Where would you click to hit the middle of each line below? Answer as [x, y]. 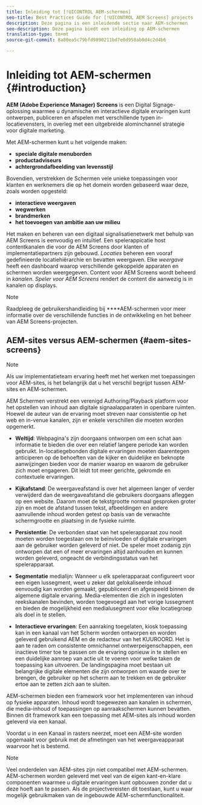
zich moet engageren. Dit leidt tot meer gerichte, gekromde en [93, 470]
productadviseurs [38, 160]
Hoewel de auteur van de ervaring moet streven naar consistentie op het [96, 413]
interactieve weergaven [45, 202]
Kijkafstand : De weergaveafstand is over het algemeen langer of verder [105, 488]
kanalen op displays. [32, 285]
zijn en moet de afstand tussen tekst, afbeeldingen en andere [91, 508]
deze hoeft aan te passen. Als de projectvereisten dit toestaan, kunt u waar [100, 789]
